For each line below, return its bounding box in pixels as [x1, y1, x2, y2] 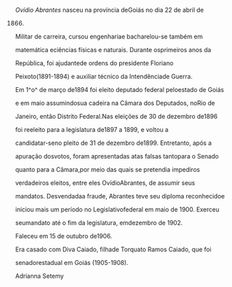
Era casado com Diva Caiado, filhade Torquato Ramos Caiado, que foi [15, 245, 211, 253]
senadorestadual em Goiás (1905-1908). [15, 259, 129, 266]
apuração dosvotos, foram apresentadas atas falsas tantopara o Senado [15, 152, 219, 160]
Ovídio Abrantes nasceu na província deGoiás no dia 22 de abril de [15, 6, 205, 14]
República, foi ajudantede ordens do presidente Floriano [15, 59, 174, 67]
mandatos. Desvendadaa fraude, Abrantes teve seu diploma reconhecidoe [15, 192, 225, 200]
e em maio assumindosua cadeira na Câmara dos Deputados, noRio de [15, 99, 216, 107]
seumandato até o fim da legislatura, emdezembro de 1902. [15, 219, 183, 227]
